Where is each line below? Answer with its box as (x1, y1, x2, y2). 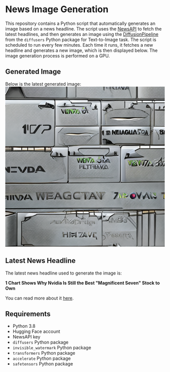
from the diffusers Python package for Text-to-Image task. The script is (5, 37, 157, 43)
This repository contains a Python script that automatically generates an (5, 20, 156, 26)
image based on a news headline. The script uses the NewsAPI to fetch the (5, 25, 162, 31)
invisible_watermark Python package (12, 345, 92, 351)
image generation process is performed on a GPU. (5, 52, 110, 59)
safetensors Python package (12, 361, 73, 367)
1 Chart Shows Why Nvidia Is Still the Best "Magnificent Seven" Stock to (5, 280, 160, 286)
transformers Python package (12, 350, 75, 356)
